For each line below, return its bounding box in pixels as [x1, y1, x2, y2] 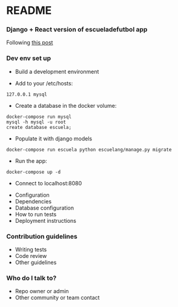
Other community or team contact [15, 294, 100, 302]
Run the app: [15, 157, 47, 164]
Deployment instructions [15, 217, 77, 224]
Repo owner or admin [15, 288, 69, 295]
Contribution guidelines [6, 232, 77, 240]
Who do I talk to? [6, 274, 57, 282]
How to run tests [15, 210, 57, 218]
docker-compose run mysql [6, 113, 71, 120]
